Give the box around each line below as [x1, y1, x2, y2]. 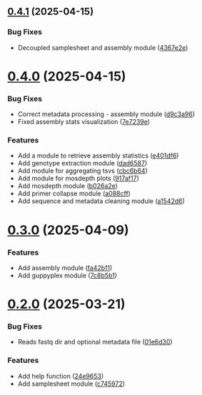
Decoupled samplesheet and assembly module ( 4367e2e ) [17, 43, 188, 52]
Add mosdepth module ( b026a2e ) [17, 182, 118, 190]
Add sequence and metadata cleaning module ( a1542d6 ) [17, 197, 186, 205]
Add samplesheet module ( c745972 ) [17, 379, 126, 388]
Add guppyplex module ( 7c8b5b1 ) [17, 271, 118, 279]
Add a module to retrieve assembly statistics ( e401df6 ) [17, 151, 179, 160]
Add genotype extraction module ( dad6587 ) [17, 159, 148, 168]
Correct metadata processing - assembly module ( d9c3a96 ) [17, 110, 196, 118]
